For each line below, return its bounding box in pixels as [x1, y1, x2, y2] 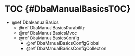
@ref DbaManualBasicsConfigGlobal [26, 40, 100, 46]
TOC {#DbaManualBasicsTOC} [4, 3, 131, 15]
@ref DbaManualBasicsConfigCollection [26, 45, 107, 51]
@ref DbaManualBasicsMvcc [18, 30, 77, 36]
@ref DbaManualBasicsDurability [18, 24, 85, 30]
